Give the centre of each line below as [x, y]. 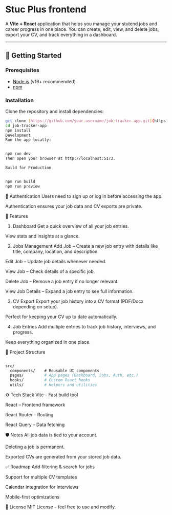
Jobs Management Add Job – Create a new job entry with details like [85, 246]
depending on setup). [35, 306]
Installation [20, 100]
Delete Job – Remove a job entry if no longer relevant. [62, 281]
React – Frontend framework [35, 405]
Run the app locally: [28, 140]
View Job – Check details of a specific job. [50, 271]
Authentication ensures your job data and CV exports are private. [74, 206]
